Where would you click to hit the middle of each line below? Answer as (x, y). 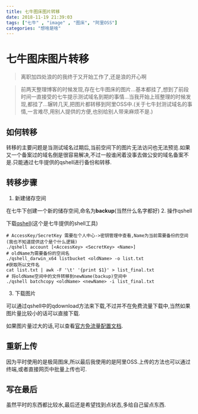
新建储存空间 (30, 198)
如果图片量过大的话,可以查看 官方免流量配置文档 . (65, 326)
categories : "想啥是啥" (33, 28)
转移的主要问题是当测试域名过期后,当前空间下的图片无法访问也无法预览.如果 (98, 147)
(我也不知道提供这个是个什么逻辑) (42, 242)
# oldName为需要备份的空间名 (38, 253)
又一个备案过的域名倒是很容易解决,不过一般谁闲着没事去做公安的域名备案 (95, 155)
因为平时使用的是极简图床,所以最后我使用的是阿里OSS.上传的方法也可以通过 (98, 361)
